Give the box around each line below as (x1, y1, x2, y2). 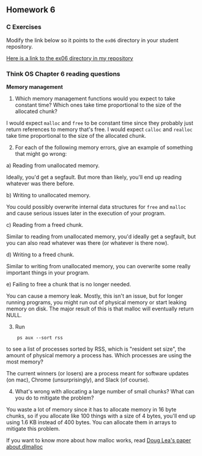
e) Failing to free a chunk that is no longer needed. (6, 280, 131, 288)
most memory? (6, 358, 44, 365)
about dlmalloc (6, 443, 43, 450)
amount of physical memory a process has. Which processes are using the (6, 351, 192, 359)
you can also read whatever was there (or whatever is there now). (6, 239, 170, 246)
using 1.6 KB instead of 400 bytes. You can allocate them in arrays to (6, 418, 177, 426)
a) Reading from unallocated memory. (6, 162, 100, 169)
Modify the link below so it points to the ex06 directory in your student (6, 36, 179, 44)
